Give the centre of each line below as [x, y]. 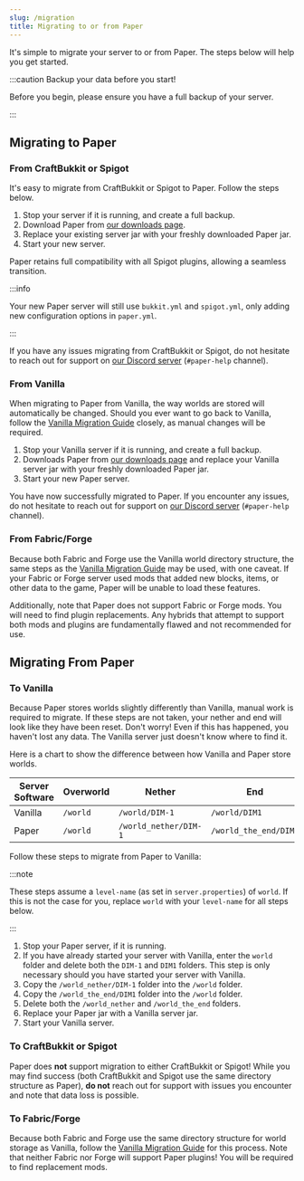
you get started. [39, 62]
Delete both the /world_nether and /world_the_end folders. [132, 1004]
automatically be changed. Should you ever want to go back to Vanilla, [140, 414]
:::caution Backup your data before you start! [93, 79]
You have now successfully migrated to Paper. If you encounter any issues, [149, 496]
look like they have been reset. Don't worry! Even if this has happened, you [149, 727]
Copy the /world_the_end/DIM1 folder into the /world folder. [132, 994]
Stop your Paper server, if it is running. [95, 946]
